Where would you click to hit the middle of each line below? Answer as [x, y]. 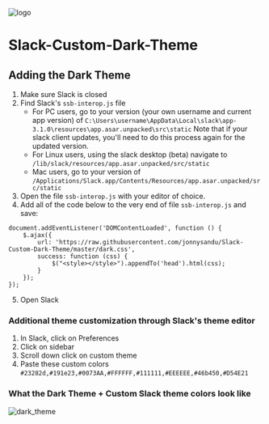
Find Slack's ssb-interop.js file [73, 103]
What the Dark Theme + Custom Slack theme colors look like [130, 394]
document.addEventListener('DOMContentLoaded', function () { [115, 228]
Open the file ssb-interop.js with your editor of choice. [113, 196]
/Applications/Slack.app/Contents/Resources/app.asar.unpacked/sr [146, 181]
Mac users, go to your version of [86, 172]
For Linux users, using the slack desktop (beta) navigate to [130, 155]
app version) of [57, 120]
